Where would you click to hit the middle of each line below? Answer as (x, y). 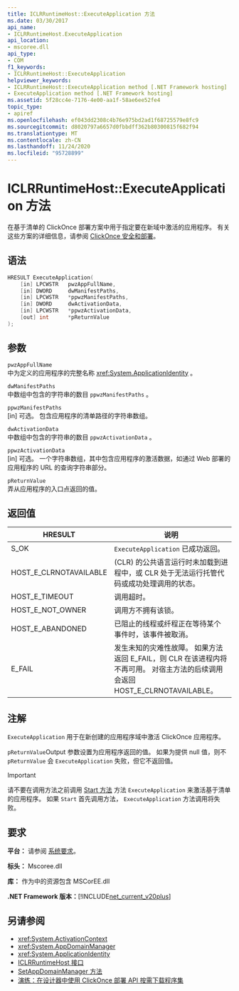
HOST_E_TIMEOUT (42, 596)
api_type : (22, 54)
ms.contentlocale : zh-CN (44, 140)
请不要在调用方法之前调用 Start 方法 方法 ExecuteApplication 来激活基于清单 (119, 790)
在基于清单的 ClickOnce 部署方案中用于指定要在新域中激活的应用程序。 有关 (118, 227)
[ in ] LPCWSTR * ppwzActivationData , (76, 311)
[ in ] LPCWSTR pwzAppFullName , (68, 284)
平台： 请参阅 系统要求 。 (43, 851)
